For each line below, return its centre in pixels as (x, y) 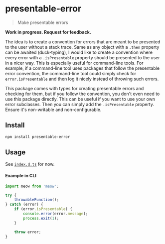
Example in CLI (21, 176)
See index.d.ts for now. (30, 164)
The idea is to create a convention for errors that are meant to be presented (83, 42)
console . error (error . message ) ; (56, 214)
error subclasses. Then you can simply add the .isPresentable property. (80, 104)
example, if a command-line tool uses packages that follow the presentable (82, 68)
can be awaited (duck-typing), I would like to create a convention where (79, 52)
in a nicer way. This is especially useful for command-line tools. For (74, 63)
